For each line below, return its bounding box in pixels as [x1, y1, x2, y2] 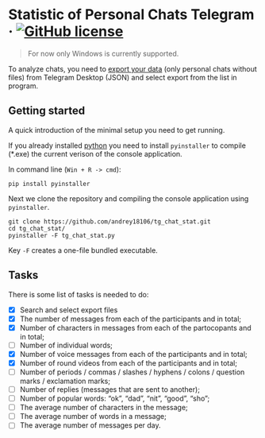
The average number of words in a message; [19, 412, 167, 421]
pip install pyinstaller [8, 180, 90, 188]
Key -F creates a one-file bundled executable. [8, 245, 159, 255]
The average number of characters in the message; [19, 403, 188, 413]
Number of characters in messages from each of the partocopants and [19, 323, 252, 332]
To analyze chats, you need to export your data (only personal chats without [8, 64, 258, 73]
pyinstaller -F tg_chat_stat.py [8, 231, 115, 239]
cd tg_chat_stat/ [8, 224, 66, 232]
